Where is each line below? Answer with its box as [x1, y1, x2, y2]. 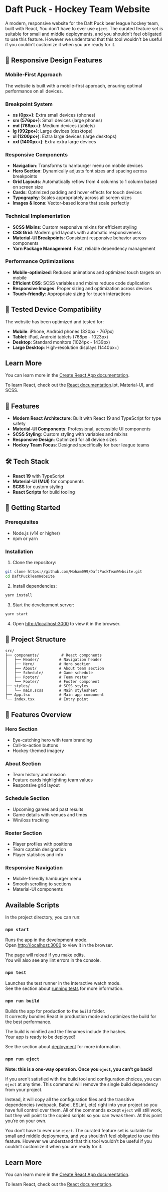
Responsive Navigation [5, 864, 63, 871]
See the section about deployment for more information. [5, 1043, 121, 1049]
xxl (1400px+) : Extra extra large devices [12, 138, 96, 144]
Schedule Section [5, 795, 49, 802]
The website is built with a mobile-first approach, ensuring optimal [5, 82, 142, 88]
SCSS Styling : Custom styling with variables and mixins [12, 431, 128, 437]
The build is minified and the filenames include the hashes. [5, 1028, 127, 1034]
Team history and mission [12, 772, 66, 778]
